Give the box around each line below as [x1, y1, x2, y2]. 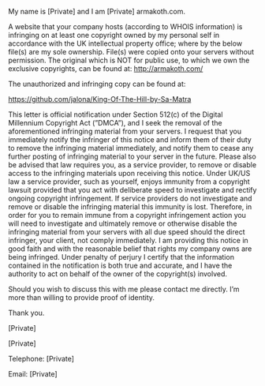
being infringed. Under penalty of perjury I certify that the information [8, 253, 235, 261]
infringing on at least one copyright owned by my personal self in [8, 31, 220, 39]
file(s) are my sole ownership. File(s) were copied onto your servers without [8, 47, 255, 56]
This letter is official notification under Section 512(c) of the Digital [8, 110, 223, 119]
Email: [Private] [8, 369, 58, 378]
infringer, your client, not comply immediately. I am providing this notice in [8, 236, 248, 245]
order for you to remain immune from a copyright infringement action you [8, 211, 247, 219]
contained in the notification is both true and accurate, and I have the [8, 260, 233, 270]
